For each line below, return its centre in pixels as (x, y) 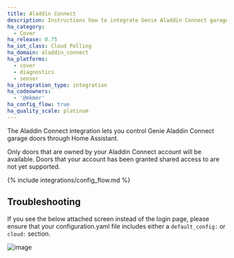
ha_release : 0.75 (32, 40)
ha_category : (26, 26)
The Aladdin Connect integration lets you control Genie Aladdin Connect (111, 130)
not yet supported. (34, 166)
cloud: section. (29, 234)
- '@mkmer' (29, 98)
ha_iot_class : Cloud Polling (49, 46)
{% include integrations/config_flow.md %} (69, 180)
